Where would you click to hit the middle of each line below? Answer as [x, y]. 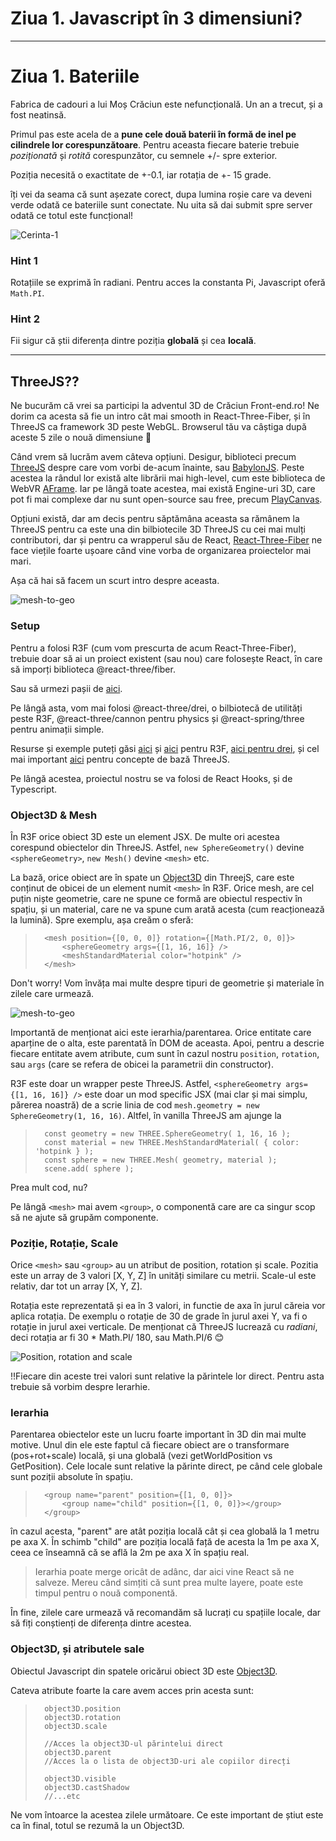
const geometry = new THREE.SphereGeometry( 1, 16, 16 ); [167, 1133]
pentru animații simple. [57, 729]
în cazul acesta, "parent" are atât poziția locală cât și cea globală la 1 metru [165, 1531]
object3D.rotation [82, 1717]
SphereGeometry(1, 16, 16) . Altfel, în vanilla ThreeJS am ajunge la [146, 1115]
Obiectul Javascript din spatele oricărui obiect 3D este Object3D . [144, 1671]
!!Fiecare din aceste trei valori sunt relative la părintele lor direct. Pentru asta [167, 1376]
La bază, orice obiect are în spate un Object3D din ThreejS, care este [152, 877]
